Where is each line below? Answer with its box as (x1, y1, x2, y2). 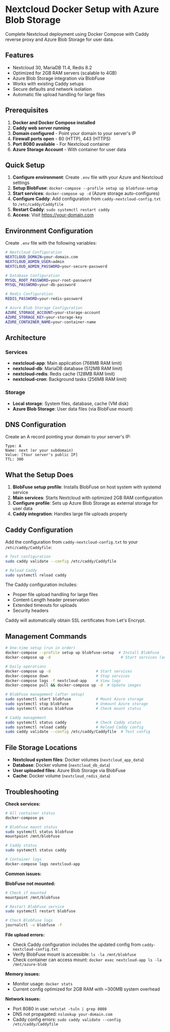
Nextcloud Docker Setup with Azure (5, 4, 159, 15)
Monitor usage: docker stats (12, 981, 73, 987)
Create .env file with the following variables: (5, 240, 97, 246)
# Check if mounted (5, 890, 47, 895)
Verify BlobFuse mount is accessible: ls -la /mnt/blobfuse (12, 952, 137, 958)
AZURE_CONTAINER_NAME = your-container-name (5, 320, 96, 325)
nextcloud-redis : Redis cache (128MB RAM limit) (12, 371, 115, 377)
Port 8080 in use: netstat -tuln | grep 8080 (12, 1006, 107, 1012)
